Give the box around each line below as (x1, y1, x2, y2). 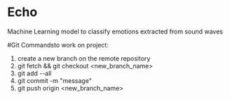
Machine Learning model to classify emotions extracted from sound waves (7, 27, 223, 36)
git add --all (17, 69, 52, 77)
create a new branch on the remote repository (17, 54, 151, 63)
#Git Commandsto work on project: (7, 40, 109, 49)
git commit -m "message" (17, 76, 93, 84)
